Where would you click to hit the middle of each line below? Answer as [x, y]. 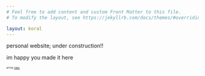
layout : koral [24, 29]
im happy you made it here [40, 58]
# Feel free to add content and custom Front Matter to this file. [94, 12]
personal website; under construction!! [55, 46]
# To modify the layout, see [43, 18]
